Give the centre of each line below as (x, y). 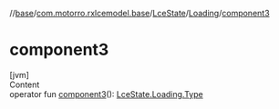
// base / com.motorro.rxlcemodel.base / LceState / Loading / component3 (140, 13)
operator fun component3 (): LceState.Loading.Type (106, 94)
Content (25, 84)
